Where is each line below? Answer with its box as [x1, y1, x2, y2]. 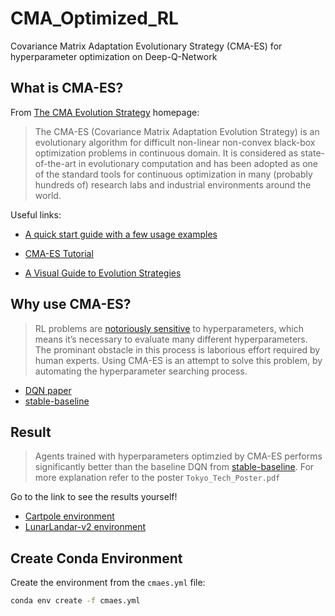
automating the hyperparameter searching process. [34, 365, 248, 377]
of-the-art [34, 157, 77, 169]
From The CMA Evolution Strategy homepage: [10, 106, 200, 118]
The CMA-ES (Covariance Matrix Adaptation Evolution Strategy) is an [34, 125, 320, 137]
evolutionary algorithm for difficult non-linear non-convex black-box [34, 136, 316, 148]
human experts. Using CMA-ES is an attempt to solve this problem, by [34, 354, 323, 366]
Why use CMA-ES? [10, 296, 132, 313]
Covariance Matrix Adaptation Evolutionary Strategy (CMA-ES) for [10, 40, 283, 52]
